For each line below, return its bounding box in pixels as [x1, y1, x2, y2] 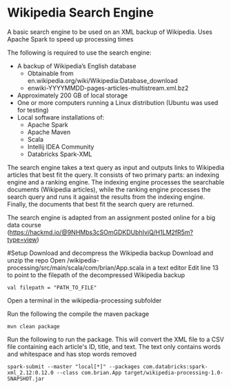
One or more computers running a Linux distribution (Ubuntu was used [17, 98, 219, 106]
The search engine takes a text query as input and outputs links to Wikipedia [7, 163, 225, 171]
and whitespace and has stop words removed [7, 350, 137, 358]
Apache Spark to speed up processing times [7, 35, 134, 43]
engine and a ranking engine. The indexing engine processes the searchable [7, 178, 225, 186]
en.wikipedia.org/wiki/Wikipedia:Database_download [27, 76, 178, 84]
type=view [7, 235, 37, 243]
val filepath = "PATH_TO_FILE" [7, 284, 97, 291]
